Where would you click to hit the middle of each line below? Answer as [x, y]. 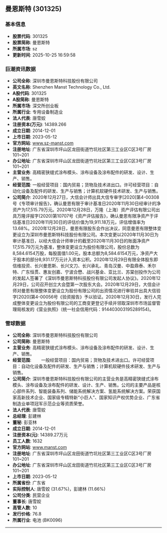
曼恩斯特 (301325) [34, 9]
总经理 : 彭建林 [27, 416]
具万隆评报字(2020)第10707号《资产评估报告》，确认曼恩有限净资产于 [83, 216]
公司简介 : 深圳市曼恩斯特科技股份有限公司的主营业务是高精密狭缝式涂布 [85, 379]
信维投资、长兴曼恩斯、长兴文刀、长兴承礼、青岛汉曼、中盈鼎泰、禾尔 [84, 266]
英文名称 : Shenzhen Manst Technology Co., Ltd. [61, 87]
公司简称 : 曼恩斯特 [31, 341]
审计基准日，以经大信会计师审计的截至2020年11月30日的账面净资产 [81, 241]
